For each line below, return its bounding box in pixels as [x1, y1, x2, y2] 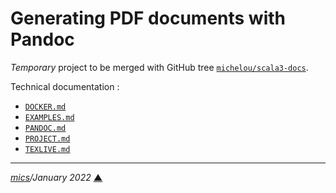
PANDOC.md [24, 123, 67, 133]
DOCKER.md [24, 102, 67, 112]
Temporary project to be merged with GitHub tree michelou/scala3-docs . [10, 61, 309, 73]
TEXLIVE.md [24, 144, 71, 154]
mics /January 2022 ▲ [10, 171, 103, 183]
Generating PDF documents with [10, 7, 287, 30]
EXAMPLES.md [24, 112, 75, 122]
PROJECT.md [24, 133, 71, 144]
